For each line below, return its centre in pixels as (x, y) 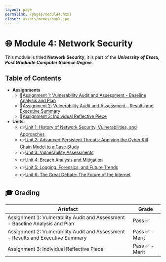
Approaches (32, 134)
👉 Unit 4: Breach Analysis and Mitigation (61, 160)
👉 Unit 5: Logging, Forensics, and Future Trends (69, 167)
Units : (19, 122)
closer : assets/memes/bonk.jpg (37, 19)
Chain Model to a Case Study (49, 147)
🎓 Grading (22, 193)
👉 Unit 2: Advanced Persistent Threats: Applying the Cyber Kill (84, 140)
